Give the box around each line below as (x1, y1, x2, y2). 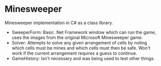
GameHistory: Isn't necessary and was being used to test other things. (11, 55, 155, 61)
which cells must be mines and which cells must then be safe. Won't (11, 45, 151, 51)
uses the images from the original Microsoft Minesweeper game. (11, 34, 143, 40)
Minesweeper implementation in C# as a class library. (4, 20, 113, 26)
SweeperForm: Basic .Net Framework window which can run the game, (11, 29, 156, 35)
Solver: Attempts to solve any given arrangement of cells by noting (11, 39, 147, 45)
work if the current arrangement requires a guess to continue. (11, 50, 137, 56)
